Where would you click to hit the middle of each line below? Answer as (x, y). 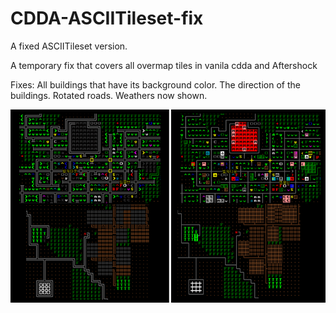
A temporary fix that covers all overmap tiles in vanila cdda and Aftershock (164, 65)
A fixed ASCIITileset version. (69, 46)
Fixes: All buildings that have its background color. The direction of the (155, 84)
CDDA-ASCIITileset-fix (107, 18)
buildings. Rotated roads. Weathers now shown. (109, 95)
